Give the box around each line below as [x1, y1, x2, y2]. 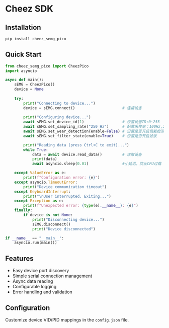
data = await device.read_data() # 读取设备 [32, 152, 142, 157]
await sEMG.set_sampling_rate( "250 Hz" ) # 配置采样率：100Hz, [23, 124, 163, 129]
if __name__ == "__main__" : [5, 235, 64, 240]
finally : [14, 208, 33, 213]
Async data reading [12, 278, 53, 284]
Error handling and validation [12, 289, 73, 295]
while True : [23, 147, 49, 152]
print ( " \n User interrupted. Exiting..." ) [23, 194, 112, 199]
